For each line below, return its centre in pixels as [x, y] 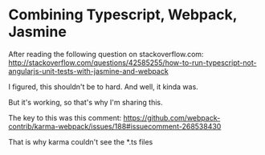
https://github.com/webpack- [172, 117]
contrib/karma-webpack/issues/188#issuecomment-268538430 [115, 126]
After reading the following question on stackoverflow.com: [106, 54]
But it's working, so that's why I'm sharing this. [86, 102]
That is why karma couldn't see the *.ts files [81, 141]
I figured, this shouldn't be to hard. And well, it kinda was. [103, 87]
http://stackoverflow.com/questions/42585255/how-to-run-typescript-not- [132, 63]
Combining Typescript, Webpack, [123, 15]
